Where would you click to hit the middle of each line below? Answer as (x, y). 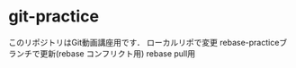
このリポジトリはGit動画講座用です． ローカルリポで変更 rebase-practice (144, 42)
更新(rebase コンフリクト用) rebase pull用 (117, 53)
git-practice (54, 17)
